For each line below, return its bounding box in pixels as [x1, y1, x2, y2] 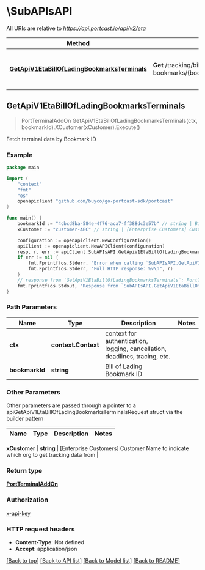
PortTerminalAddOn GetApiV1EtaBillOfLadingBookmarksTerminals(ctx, [21, 117, 198, 124]
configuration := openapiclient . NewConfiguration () [17, 237, 151, 243]
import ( [6, 176, 29, 182]
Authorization [6, 495, 49, 504]
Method [67, 39, 90, 47]
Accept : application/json [15, 546, 77, 553]
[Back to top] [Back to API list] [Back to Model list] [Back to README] [6, 557, 180, 564]
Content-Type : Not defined [15, 539, 84, 546]
